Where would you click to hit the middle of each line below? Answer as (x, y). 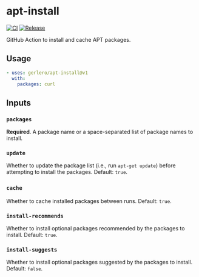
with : (19, 78)
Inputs (19, 103)
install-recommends (35, 216)
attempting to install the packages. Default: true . (67, 172)
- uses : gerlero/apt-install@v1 (47, 73)
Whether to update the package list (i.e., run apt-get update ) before (91, 165)
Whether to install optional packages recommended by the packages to (96, 228)
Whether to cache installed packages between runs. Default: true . (89, 201)
